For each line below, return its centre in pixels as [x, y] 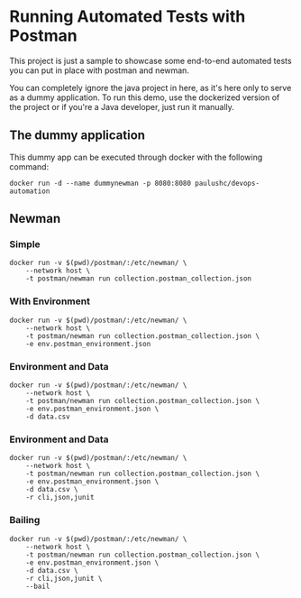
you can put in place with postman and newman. [99, 70]
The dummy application [78, 136]
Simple [25, 244]
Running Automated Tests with [128, 17]
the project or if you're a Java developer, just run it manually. [122, 106]
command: [29, 166]
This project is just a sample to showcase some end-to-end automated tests [150, 60]
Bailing [25, 520]
